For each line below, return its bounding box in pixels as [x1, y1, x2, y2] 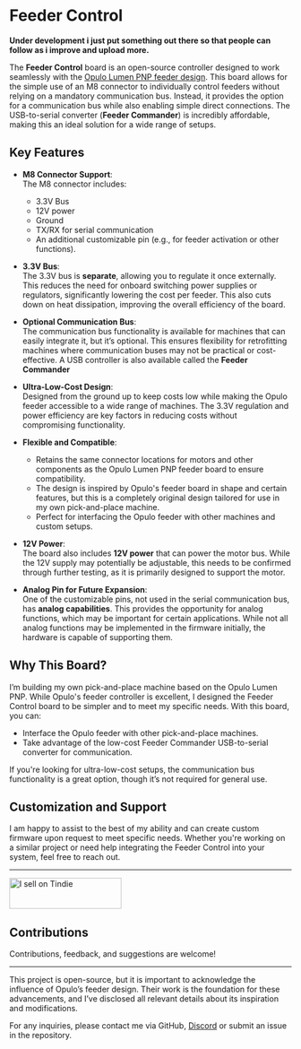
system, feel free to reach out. [9, 852, 121, 863]
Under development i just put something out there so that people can [9, 35, 271, 46]
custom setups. [35, 521, 93, 532]
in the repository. [9, 1030, 73, 1041]
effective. [21, 354, 58, 365]
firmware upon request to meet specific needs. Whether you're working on [9, 833, 286, 844]
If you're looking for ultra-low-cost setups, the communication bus [9, 764, 255, 775]
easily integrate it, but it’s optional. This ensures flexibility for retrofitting [21, 335, 288, 346]
